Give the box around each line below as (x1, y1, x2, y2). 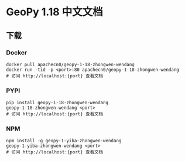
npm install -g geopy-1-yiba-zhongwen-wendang (6, 138, 122, 144)
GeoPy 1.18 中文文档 (6, 5, 104, 19)
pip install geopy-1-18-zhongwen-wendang (6, 100, 109, 106)
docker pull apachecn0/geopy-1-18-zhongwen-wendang (6, 61, 135, 67)
